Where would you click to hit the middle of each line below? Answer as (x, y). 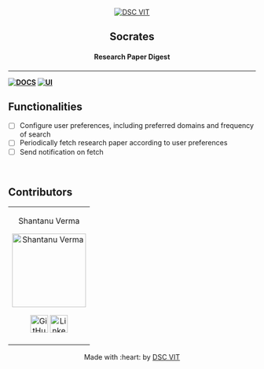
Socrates (132, 37)
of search (35, 134)
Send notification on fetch (61, 152)
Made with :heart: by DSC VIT (132, 357)
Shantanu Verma (49, 221)
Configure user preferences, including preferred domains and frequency (136, 126)
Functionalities (45, 106)
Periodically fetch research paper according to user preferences (123, 143)
